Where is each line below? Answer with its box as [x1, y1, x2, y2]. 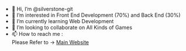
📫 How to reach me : [11, 31, 63, 37]
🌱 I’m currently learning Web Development [11, 18, 114, 24]
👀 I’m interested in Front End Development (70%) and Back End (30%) [11, 12, 181, 19]
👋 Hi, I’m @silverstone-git [11, 6, 73, 12]
